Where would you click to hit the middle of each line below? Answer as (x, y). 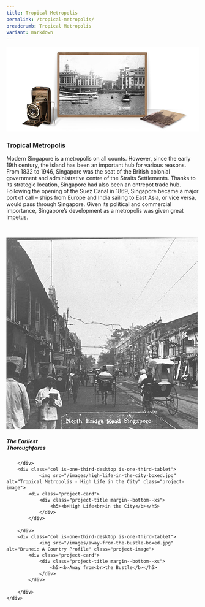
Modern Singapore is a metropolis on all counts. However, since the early (99, 159)
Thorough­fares (26, 448)
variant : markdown (30, 32)
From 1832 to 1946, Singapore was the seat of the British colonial (88, 172)
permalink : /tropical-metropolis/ (50, 19)
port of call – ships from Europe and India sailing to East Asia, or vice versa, (101, 198)
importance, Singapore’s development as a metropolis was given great (95, 211)
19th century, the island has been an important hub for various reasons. (96, 165)
